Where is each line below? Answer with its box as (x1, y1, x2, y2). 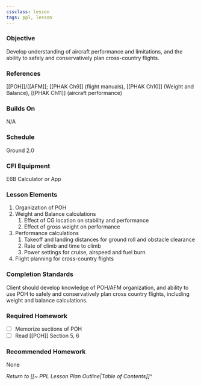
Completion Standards (6, 270, 74, 278)
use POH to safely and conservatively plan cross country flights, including (6, 290, 190, 298)
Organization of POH (14, 204, 67, 211)
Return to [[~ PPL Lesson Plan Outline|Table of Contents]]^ (6, 373, 152, 380)
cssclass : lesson (6, 8, 50, 15)
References (6, 69, 41, 78)
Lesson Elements (6, 190, 58, 198)
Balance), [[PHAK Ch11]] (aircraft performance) (6, 90, 122, 97)
